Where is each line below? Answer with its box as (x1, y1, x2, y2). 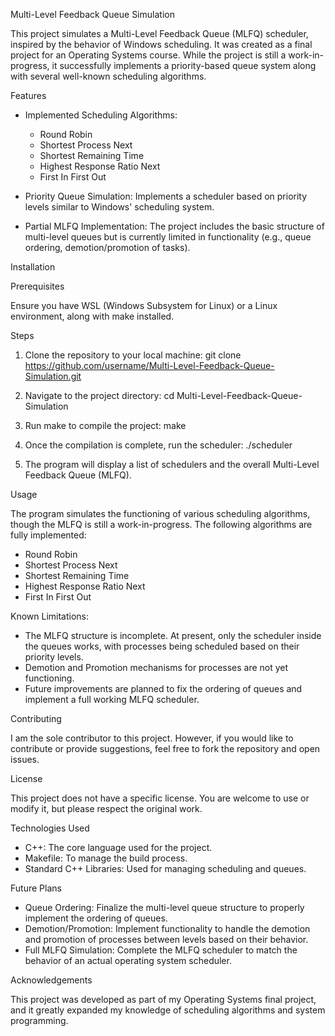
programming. (10, 1015, 69, 1026)
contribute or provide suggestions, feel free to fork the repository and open (10, 743, 321, 754)
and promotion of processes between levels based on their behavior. (24, 934, 309, 945)
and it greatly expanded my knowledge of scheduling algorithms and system (10, 1004, 326, 1016)
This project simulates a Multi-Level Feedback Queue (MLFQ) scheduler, (10, 28, 309, 39)
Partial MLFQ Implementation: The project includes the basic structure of (24, 220, 325, 232)
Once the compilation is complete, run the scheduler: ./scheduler (24, 439, 293, 451)
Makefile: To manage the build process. (24, 852, 188, 864)
